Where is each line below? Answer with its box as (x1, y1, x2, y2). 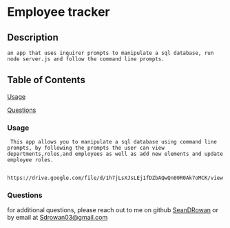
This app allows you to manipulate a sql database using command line (10, 139, 217, 146)
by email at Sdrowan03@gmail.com (7, 214, 108, 222)
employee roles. (7, 157, 54, 163)
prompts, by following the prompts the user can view (7, 145, 165, 152)
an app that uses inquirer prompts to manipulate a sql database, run (7, 49, 214, 56)
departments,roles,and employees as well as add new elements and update (7, 150, 224, 158)
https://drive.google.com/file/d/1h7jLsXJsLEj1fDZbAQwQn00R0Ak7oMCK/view (7, 174, 224, 182)
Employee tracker (7, 4, 110, 20)
